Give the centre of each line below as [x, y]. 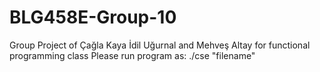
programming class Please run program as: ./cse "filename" [132, 55]
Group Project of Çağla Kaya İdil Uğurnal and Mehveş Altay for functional [160, 45]
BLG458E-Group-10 [93, 17]
